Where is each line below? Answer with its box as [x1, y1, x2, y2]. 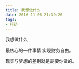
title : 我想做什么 [5, 7, 41, 13]
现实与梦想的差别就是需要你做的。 [5, 58, 77, 64]
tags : [5, 17, 17, 22]
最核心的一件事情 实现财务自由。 [5, 47, 74, 54]
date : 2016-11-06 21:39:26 [5, 12, 63, 17]
